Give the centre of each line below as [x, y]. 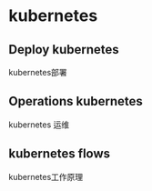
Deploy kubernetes [64, 50]
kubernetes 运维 [39, 125]
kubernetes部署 [38, 72]
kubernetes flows [60, 154]
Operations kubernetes [76, 101]
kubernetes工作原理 [46, 176]
